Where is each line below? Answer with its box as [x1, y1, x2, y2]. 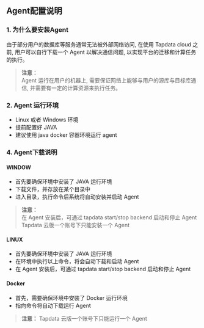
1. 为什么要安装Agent [6, 26, 69, 34]
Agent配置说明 [6, 5, 62, 16]
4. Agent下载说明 [6, 148, 57, 156]
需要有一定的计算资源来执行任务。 [35, 84, 121, 92]
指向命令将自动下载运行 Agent [15, 302, 91, 309]
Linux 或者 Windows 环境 [15, 115, 79, 123]
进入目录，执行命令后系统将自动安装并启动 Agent [15, 193, 139, 200]
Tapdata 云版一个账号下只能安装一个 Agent [21, 222, 130, 229]
